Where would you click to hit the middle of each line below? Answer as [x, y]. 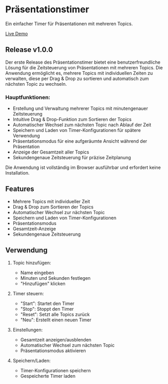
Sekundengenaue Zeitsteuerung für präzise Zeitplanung [72, 158]
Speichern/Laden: [31, 360]
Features [20, 189]
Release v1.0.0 [29, 50]
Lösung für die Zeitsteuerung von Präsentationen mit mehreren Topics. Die [84, 67]
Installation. [17, 173]
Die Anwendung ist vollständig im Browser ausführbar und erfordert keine [83, 167]
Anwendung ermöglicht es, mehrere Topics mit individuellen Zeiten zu [79, 73]
